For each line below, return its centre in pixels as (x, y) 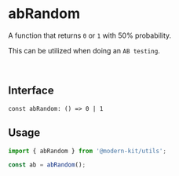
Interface (31, 91)
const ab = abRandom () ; (47, 165)
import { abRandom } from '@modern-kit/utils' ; (88, 151)
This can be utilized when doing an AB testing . (84, 50)
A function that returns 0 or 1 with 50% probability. (90, 35)
